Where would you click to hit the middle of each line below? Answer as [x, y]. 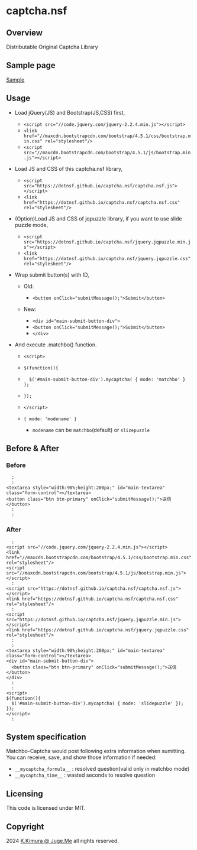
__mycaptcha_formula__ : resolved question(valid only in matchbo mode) [102, 769]
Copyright [25, 827]
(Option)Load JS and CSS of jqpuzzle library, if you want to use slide [98, 218]
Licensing [25, 794]
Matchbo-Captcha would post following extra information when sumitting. [96, 751]
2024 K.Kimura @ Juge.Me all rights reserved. [63, 841]
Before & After [33, 448]
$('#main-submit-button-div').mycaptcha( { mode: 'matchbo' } [107, 379]
